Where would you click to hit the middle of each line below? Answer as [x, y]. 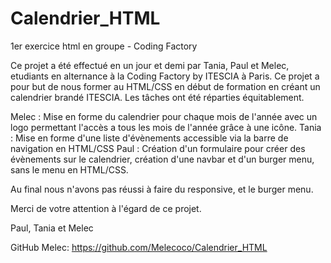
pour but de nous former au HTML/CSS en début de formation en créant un [165, 86]
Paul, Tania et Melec [52, 228]
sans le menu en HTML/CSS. [69, 169]
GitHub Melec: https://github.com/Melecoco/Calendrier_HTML [139, 247]
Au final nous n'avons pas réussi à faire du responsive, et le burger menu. [162, 189]
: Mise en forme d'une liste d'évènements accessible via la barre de [149, 138]
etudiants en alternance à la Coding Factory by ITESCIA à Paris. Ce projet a [165, 76]
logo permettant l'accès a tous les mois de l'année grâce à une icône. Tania [166, 127]
